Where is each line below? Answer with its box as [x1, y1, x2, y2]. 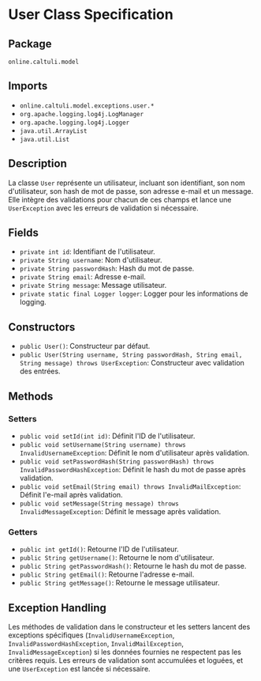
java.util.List [19, 135, 70, 143]
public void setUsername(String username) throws [19, 441, 187, 448]
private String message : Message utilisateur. [19, 281, 167, 290]
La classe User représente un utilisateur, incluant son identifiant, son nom [8, 178, 246, 187]
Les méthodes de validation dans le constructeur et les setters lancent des [8, 622, 251, 632]
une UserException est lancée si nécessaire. [8, 664, 151, 674]
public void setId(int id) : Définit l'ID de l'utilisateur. [19, 431, 196, 441]
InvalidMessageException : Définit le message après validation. [19, 506, 222, 516]
